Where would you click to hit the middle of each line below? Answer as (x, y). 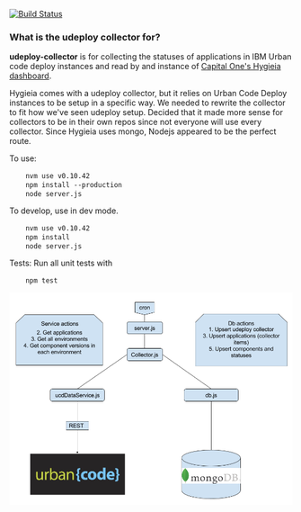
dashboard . (31, 76)
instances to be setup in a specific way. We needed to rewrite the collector (147, 103)
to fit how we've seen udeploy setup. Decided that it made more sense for (146, 112)
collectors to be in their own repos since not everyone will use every (136, 122)
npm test (42, 281)
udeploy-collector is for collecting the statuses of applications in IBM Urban (150, 57)
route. (20, 141)
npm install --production (74, 185)
